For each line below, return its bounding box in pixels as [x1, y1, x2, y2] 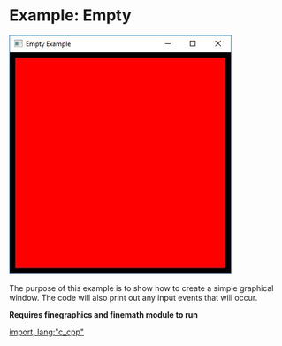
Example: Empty [9, 5, 132, 26]
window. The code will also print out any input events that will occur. [9, 292, 258, 303]
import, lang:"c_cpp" [9, 327, 84, 337]
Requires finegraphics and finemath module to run [9, 309, 199, 319]
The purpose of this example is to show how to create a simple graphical [9, 282, 274, 293]
